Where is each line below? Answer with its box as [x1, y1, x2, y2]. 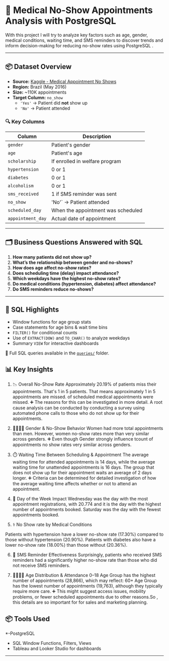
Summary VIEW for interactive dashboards [12, 340, 99, 346]
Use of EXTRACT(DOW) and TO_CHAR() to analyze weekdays [12, 335, 130, 341]
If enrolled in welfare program [51, 158, 122, 165]
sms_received [8, 191, 39, 197]
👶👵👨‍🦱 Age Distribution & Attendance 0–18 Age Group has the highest [12, 572, 156, 578]
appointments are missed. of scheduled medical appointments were [12, 394, 153, 400]
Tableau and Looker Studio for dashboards [12, 645, 102, 651]
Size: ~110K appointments [12, 89, 67, 95]
